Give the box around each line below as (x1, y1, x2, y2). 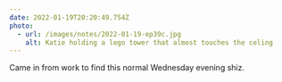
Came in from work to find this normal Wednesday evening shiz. (9, 62, 245, 73)
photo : (9, 21, 34, 30)
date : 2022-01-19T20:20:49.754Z (9, 12, 129, 22)
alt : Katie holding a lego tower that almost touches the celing (25, 37, 274, 47)
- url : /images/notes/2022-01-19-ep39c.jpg (17, 29, 181, 38)
